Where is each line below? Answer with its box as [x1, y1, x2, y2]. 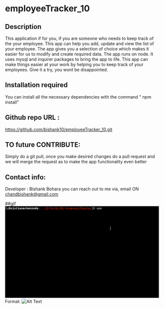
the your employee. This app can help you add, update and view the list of [5, 41, 154, 47]
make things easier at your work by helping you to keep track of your [5, 62, 144, 67]
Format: [5, 299, 21, 305]
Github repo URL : [5, 113, 60, 122]
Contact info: [5, 173, 46, 181]
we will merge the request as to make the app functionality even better [5, 159, 147, 165]
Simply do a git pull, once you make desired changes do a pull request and [5, 154, 155, 159]
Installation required [5, 81, 68, 89]
